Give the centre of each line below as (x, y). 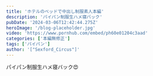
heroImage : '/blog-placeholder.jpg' (51, 28)
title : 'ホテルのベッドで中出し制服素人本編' (55, 11)
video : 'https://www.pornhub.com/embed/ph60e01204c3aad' (77, 33)
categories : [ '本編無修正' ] (38, 39)
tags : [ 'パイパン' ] (28, 44)
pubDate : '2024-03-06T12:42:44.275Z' (52, 22)
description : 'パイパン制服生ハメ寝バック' (54, 17)
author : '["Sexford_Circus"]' (43, 50)
